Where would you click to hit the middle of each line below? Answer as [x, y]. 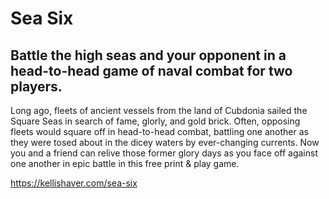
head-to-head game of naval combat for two [151, 70]
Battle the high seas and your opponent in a [148, 55]
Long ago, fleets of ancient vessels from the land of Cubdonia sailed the [159, 110]
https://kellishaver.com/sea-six [74, 183]
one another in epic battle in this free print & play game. [125, 163]
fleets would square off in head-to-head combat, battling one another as [159, 131]
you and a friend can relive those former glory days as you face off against [164, 153]
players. [36, 86]
